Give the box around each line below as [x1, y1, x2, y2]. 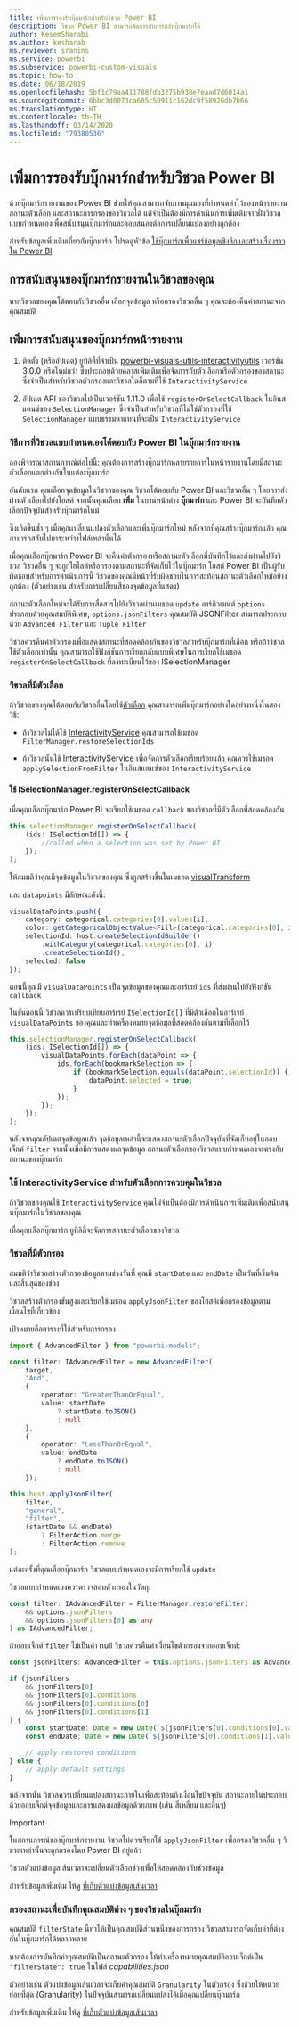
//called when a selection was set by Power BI [41, 838, 221, 847]
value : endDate [41, 1448, 98, 1458]
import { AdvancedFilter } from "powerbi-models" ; [9, 1341, 201, 1350]
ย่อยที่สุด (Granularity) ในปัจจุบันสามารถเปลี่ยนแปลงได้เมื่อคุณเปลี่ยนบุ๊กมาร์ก [9, 1990, 240, 1999]
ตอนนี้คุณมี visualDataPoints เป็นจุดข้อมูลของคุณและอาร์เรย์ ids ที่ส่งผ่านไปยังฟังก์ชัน [9, 981, 273, 992]
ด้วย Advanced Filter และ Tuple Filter [9, 618, 147, 629]
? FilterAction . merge [41, 1531, 122, 1540]
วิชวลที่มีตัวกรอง [9, 1248, 64, 1260]
